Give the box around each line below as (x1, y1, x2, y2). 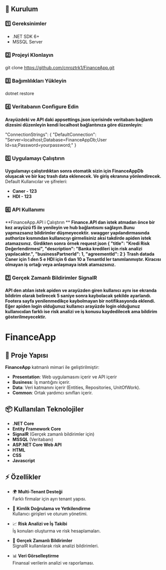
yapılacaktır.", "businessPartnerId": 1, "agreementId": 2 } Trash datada (5, 251, 155, 257)
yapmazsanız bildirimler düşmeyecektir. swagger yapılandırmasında (5, 230, 150, 236)
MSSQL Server (12, 38, 43, 45)
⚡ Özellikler (5, 472, 41, 481)
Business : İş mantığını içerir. (12, 379, 70, 385)
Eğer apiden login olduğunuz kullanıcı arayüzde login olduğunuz (5, 303, 140, 309)
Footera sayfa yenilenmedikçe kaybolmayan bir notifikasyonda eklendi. (5, 298, 156, 304)
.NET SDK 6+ (12, 33, 40, 39)
